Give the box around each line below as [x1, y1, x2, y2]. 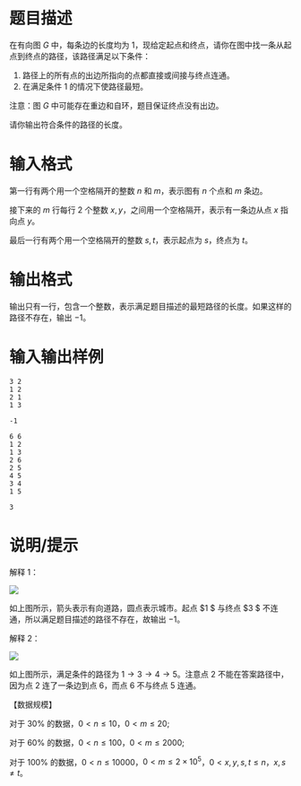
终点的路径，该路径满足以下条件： [24, 50, 150, 61]
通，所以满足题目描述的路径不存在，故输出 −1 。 [9, 614, 185, 624]
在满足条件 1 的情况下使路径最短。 [21, 81, 149, 92]
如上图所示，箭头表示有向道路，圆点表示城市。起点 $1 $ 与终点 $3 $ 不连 [9, 602, 279, 613]
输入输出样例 [9, 347, 105, 367]
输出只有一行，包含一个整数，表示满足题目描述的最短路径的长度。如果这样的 [9, 301, 292, 311]
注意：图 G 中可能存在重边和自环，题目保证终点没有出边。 [9, 100, 224, 110]
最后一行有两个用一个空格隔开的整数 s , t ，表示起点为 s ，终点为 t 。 [9, 234, 254, 245]
